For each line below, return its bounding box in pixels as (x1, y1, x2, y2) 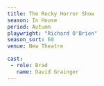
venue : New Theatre (7, 43, 64, 50)
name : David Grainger (16, 68, 79, 76)
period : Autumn (7, 23, 51, 30)
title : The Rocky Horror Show (7, 10, 95, 17)
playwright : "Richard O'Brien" (7, 29, 98, 37)
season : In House (7, 17, 58, 24)
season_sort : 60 (7, 36, 54, 43)
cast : (7, 55, 23, 63)
